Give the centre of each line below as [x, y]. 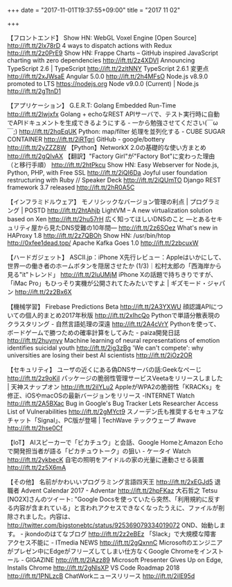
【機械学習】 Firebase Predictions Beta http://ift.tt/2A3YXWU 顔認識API [109, 307]
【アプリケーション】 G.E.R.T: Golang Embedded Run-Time [92, 105]
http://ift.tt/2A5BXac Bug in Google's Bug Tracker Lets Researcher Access [113, 403]
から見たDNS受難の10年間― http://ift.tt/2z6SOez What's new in [127, 228]
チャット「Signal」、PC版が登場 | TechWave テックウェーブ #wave [101, 420]
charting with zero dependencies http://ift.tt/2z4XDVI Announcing [101, 60]
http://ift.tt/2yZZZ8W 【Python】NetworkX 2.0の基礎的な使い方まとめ [107, 147]
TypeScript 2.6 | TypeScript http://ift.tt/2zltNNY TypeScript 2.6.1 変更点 [108, 68]
